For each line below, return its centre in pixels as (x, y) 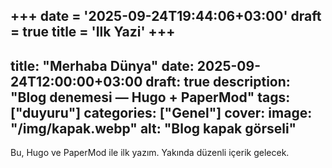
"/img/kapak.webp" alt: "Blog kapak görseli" (153, 128)
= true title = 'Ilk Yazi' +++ (93, 32)
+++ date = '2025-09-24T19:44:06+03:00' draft (166, 16)
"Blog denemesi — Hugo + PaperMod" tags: (150, 97)
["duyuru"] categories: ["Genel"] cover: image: (161, 112)
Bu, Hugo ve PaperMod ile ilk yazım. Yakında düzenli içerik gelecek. (150, 153)
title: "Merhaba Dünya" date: (102, 65)
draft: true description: (218, 81)
